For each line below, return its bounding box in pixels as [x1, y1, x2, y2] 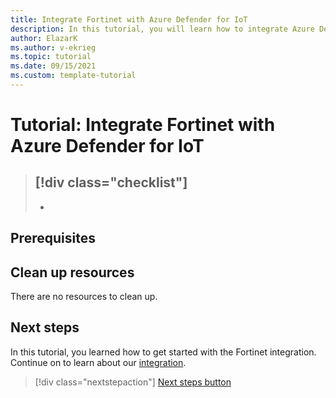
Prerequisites [10, 230, 96, 247]
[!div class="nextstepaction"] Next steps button [34, 376, 232, 388]
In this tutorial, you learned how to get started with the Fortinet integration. [10, 346, 317, 358]
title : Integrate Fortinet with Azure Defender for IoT [10, 14, 248, 25]
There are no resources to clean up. [10, 291, 158, 303]
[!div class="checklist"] [34, 174, 188, 191]
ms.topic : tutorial [10, 52, 92, 62]
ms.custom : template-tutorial [10, 71, 137, 81]
